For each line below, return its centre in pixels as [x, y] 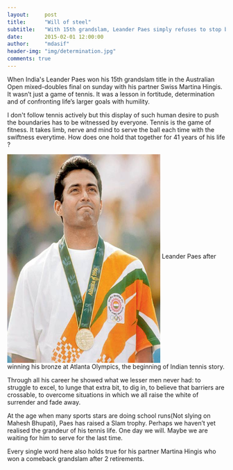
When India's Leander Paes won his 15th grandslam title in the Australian [111, 79]
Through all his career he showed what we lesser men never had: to [104, 380]
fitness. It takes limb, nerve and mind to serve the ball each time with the [111, 129]
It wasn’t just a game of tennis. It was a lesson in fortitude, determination [111, 94]
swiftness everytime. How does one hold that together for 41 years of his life [116, 137]
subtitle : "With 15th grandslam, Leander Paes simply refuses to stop [114, 29]
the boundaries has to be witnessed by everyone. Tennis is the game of [109, 122]
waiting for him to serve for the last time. [65, 437]
